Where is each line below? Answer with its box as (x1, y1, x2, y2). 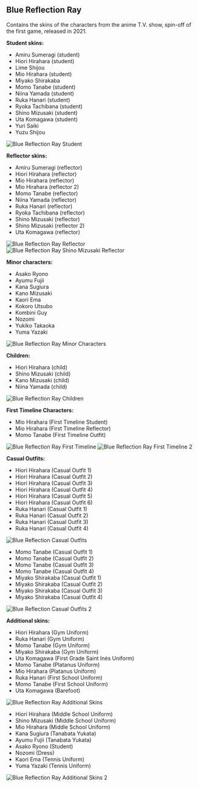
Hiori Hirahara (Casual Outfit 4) (15, 486, 93, 493)
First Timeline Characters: (6, 407, 74, 414)
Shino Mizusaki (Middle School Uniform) (15, 717, 117, 724)
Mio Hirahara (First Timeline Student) (15, 418, 108, 425)
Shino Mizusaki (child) (15, 370, 71, 377)
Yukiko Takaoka (15, 321, 55, 329)
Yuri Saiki (15, 122, 39, 129)
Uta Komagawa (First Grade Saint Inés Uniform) (15, 655, 135, 662)
